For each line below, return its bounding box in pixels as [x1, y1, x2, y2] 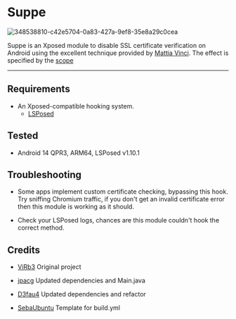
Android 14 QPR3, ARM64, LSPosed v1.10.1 [17, 149, 140, 157]
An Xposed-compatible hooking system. [17, 101, 135, 110]
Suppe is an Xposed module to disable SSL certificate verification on [7, 41, 206, 49]
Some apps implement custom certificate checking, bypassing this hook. [17, 187, 228, 196]
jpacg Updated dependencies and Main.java [17, 276, 145, 285]
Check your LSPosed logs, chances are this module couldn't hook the [17, 216, 220, 225]
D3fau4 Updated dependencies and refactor [17, 290, 146, 299]
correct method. [17, 223, 65, 232]
